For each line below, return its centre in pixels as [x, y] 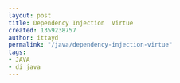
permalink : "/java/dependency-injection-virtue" [90, 45]
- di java [25, 67]
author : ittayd [33, 38]
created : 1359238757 [43, 30]
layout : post [30, 15]
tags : [17, 52]
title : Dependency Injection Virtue [71, 23]
